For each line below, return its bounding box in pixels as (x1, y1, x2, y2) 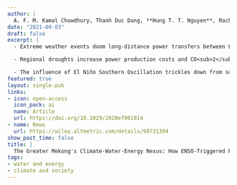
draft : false (7, 30, 46, 37)
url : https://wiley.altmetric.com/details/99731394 (13, 128, 169, 135)
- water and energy (7, 160, 65, 168)
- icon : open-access (7, 95, 68, 102)
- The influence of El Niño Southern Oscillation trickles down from (13, 68, 222, 76)
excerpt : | (7, 37, 39, 44)
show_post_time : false (7, 134, 74, 141)
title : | (7, 141, 33, 148)
